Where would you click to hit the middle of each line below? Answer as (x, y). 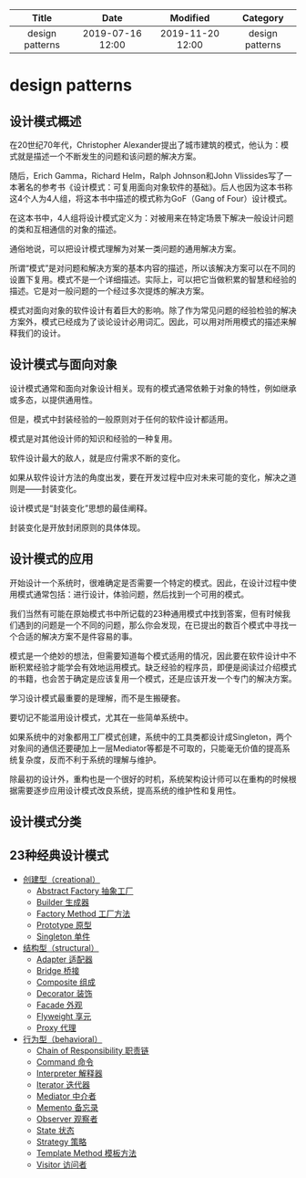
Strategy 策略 (61, 1142)
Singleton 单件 (63, 936)
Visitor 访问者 (61, 1164)
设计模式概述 (46, 121)
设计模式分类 (46, 822)
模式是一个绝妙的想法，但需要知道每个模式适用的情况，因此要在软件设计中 (149, 655)
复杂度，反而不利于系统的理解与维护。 (89, 759)
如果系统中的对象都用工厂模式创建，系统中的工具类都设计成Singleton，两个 (151, 736)
